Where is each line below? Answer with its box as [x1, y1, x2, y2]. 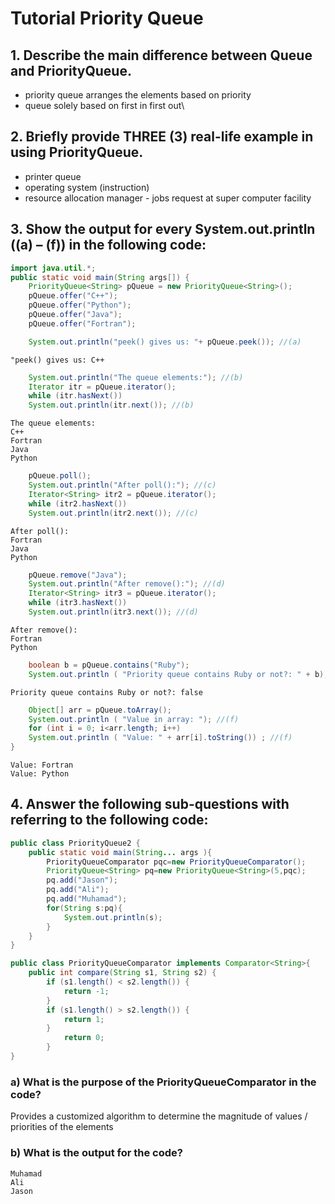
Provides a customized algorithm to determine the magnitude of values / [10, 1110, 308, 1122]
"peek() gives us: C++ [10, 355, 105, 365]
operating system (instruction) [24, 181, 150, 193]
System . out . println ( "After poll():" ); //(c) [28, 480, 217, 490]
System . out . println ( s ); [63, 912, 163, 922]
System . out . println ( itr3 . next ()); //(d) [28, 607, 199, 617]
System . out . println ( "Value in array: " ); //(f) [28, 714, 240, 724]
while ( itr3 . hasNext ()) [28, 598, 128, 608]
